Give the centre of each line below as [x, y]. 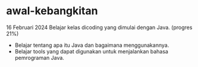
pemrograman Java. [39, 58]
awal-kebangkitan [52, 11]
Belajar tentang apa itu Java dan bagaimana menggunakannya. [92, 45]
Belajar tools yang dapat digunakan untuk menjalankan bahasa [91, 51]
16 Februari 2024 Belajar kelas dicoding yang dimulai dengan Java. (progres [99, 27]
